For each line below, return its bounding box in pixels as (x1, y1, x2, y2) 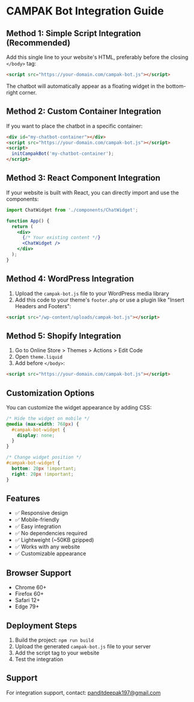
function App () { (6, 218, 50, 224)
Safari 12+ (14, 597, 40, 604)
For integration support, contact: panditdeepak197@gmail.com (6, 689, 161, 696)
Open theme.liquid (14, 353, 63, 361)
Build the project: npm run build (14, 636, 94, 644)
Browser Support (6, 568, 72, 578)
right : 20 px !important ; (11, 471, 74, 477)
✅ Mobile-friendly (14, 516, 59, 523)
